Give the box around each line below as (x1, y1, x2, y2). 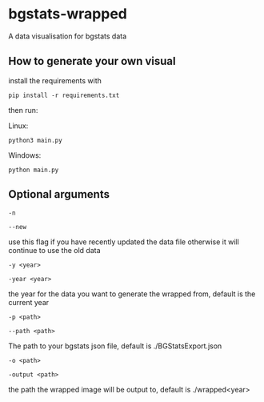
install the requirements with (8, 75, 102, 85)
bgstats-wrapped (8, 5, 128, 23)
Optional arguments (8, 187, 110, 201)
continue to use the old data (8, 245, 102, 255)
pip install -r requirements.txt (8, 91, 120, 99)
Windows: (8, 150, 42, 160)
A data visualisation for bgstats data (8, 31, 127, 41)
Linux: (8, 121, 29, 131)
